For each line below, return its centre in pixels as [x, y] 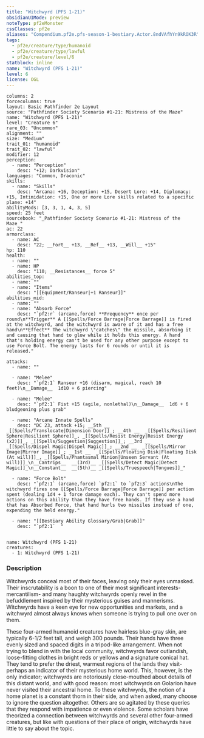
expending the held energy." [43, 510]
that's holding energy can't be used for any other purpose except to [97, 340]
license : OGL [23, 80]
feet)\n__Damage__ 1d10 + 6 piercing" [57, 388]
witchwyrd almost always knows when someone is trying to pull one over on [102, 614]
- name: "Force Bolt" [39, 479]
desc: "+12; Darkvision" [49, 171]
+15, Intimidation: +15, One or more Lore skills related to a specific [100, 197]
